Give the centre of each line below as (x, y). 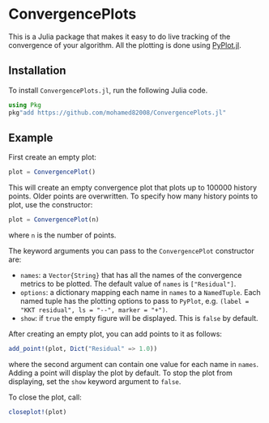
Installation (37, 71)
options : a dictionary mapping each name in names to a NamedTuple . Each (140, 293)
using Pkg (25, 105)
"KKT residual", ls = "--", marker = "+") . (94, 310)
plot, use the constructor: (51, 205)
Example (31, 137)
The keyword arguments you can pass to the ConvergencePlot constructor (131, 251)
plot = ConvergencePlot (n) (54, 220)
